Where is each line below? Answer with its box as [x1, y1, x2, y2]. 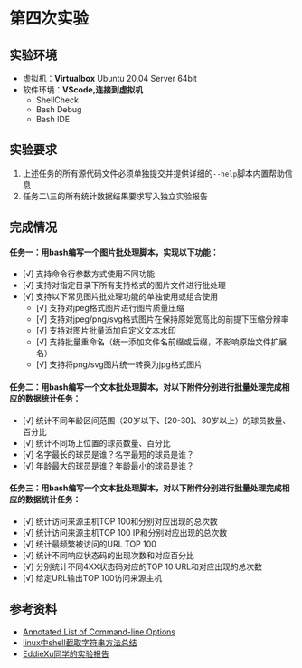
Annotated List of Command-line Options [22, 626, 176, 637]
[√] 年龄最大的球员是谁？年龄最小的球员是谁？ [22, 460, 194, 471]
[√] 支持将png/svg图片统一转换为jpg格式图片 [35, 359, 203, 370]
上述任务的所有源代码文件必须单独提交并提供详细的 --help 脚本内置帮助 [22, 168, 285, 179]
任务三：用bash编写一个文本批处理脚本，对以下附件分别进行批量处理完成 [9, 482, 282, 494]
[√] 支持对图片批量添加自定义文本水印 [35, 325, 176, 336]
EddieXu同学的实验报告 [22, 648, 110, 659]
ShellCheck [35, 94, 80, 105]
